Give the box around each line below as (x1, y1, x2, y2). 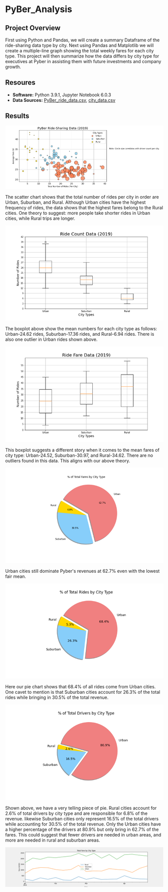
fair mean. (5, 573, 27, 579)
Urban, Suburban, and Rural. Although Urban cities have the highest (5, 199, 146, 205)
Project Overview (5, 24, 61, 32)
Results (5, 112, 30, 121)
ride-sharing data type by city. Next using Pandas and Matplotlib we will (5, 42, 154, 48)
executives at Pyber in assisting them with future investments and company (5, 58, 161, 64)
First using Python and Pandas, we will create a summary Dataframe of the (5, 37, 160, 43)
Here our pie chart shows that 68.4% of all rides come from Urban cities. (5, 684, 156, 690)
